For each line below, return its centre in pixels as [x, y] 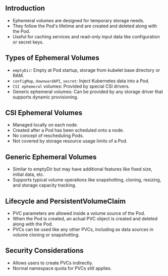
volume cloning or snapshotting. [46, 235]
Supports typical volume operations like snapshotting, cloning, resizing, [87, 180]
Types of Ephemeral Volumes [52, 58]
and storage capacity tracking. [44, 185]
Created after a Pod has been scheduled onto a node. [68, 130]
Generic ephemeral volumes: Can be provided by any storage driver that [88, 91]
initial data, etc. [28, 174]
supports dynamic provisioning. [45, 97]
